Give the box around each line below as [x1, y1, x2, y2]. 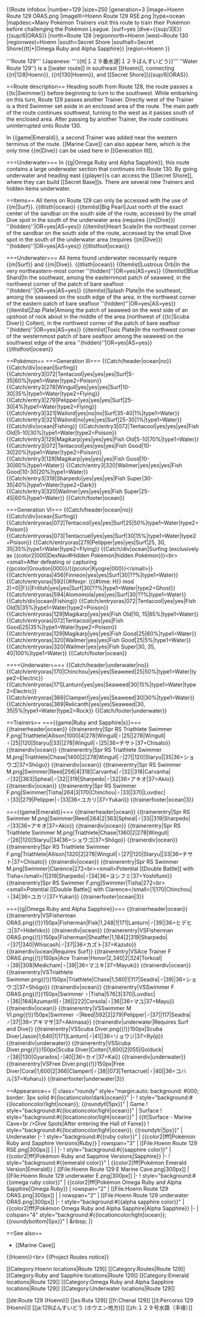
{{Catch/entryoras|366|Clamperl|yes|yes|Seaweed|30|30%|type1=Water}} [6, 694, 195, 701]
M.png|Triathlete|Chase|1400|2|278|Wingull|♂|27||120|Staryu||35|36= [6, 753, 184, 761]
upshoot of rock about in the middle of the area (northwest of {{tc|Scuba [6, 313, 190, 320]
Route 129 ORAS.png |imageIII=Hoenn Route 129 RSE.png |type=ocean [6, 12, 185, 20]
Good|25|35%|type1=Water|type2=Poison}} [6, 623, 117, 631]
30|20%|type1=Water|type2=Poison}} [6, 448, 102, 456]
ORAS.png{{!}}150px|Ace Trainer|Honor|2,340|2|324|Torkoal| [6, 954, 162, 961]
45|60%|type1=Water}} [6, 494, 65, 501]
